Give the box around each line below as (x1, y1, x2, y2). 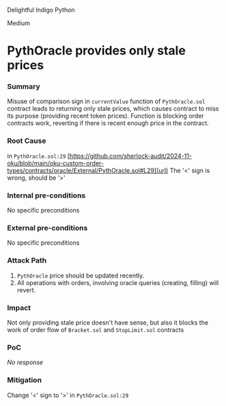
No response (7, 358, 44, 366)
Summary (7, 82, 41, 92)
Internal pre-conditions (7, 191, 86, 200)
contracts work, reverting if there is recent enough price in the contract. (7, 119, 210, 127)
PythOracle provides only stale (7, 43, 186, 59)
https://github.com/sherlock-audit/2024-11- (69, 152, 193, 160)
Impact (7, 303, 31, 312)
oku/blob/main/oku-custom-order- (7, 159, 104, 167)
